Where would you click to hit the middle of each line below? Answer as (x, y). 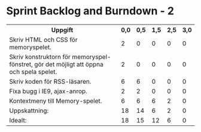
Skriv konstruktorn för (40, 57)
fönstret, (21, 64)
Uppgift (62, 30)
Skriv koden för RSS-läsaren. (50, 81)
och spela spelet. (33, 72)
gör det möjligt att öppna (69, 64)
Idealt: (18, 120)
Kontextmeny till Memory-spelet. (56, 101)
